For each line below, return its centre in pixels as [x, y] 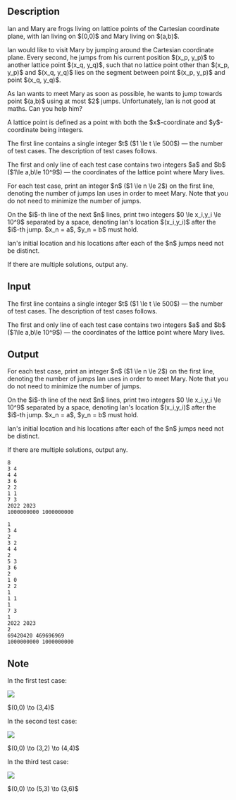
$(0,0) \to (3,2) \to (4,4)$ [43, 748]
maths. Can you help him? [45, 108]
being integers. [62, 129]
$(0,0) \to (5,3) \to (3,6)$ [43, 789]
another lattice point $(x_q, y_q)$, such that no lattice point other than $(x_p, [118, 65]
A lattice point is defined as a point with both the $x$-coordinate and [107, 122]
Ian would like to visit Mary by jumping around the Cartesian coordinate [111, 49]
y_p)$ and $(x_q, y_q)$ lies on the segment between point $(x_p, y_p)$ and [116, 72]
